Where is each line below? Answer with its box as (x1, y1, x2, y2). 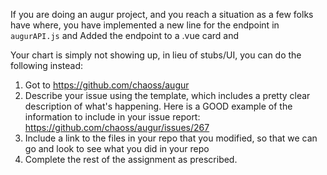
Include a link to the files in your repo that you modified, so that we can (24, 132, 318, 144)
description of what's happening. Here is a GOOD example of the (24, 100, 293, 112)
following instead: (10, 60, 83, 71)
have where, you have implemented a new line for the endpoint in (10, 19, 280, 31)
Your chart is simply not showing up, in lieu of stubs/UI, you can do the (10, 49, 302, 61)
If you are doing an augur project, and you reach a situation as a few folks (10, 9, 314, 20)
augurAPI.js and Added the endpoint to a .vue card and (10, 30, 240, 41)
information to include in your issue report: (24, 111, 201, 123)
